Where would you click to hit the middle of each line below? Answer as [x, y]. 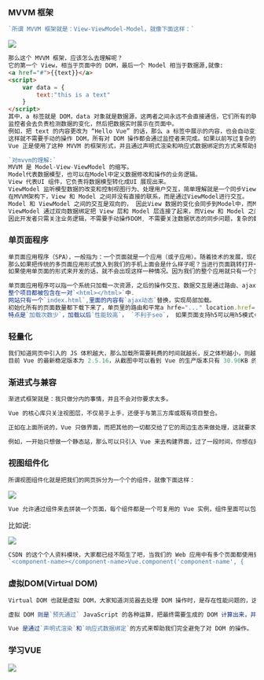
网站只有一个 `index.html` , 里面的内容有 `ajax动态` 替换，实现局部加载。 [112, 300]
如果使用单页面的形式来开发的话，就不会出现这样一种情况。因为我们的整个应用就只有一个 [131, 272]
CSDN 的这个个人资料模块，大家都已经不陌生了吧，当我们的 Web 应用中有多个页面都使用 [131, 555]
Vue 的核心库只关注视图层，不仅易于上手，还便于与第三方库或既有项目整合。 [115, 413]
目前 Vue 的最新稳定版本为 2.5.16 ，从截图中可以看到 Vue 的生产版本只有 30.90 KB [128, 360]
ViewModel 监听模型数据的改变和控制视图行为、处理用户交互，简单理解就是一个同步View [132, 189]
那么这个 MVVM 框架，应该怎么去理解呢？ [66, 58]
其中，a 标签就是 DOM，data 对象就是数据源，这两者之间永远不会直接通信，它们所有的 [130, 117]
